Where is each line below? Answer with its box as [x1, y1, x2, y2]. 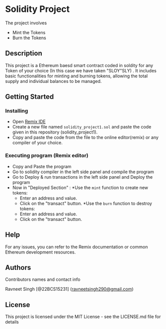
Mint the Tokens [12, 29, 46, 35]
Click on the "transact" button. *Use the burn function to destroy [19, 200, 153, 206]
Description [5, 49, 42, 58]
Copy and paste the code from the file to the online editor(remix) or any [12, 134, 159, 140]
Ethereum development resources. [5, 249, 76, 255]
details [5, 319, 19, 325]
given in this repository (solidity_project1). [12, 129, 98, 135]
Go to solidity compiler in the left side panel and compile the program [12, 169, 154, 175]
